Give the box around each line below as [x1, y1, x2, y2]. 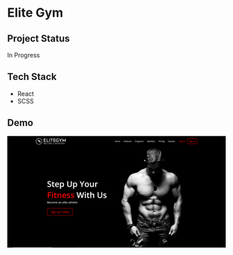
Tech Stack [7, 71, 57, 83]
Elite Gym [7, 5, 64, 21]
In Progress [7, 51, 40, 59]
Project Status [7, 33, 71, 44]
